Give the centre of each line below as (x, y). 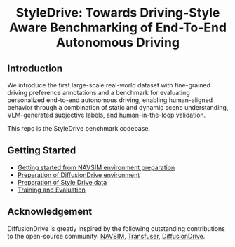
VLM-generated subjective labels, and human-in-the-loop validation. (107, 115)
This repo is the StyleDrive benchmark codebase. (79, 128)
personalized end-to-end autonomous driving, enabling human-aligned (110, 100)
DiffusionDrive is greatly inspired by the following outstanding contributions (116, 228)
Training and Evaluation (51, 190)
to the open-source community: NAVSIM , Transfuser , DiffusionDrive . (106, 236)
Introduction (35, 68)
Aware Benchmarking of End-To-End (118, 28)
